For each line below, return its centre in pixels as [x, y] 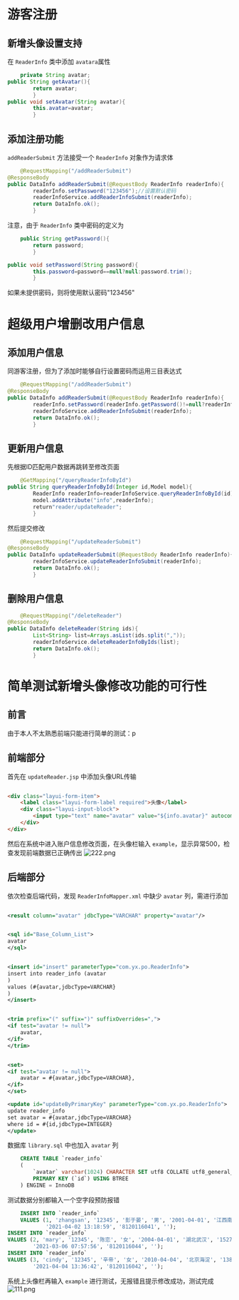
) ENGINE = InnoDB [47, 1185]
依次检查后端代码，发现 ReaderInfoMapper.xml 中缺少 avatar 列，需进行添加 [118, 896]
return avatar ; [55, 88]
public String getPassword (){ [65, 239]
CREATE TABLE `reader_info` [62, 1159]
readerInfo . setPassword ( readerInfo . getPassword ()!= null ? [119, 404]
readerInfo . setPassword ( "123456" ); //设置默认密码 [105, 191]
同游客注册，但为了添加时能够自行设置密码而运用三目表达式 [95, 371]
